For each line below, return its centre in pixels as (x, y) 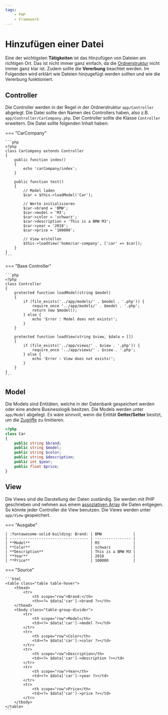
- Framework (27, 19)
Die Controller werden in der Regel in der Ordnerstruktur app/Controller (79, 107)
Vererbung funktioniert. (29, 79)
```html (13, 579)
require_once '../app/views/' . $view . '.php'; (84, 350)
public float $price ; (37, 466)
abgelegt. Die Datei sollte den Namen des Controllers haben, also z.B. (77, 113)
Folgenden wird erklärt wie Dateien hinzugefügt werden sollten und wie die (83, 74)
